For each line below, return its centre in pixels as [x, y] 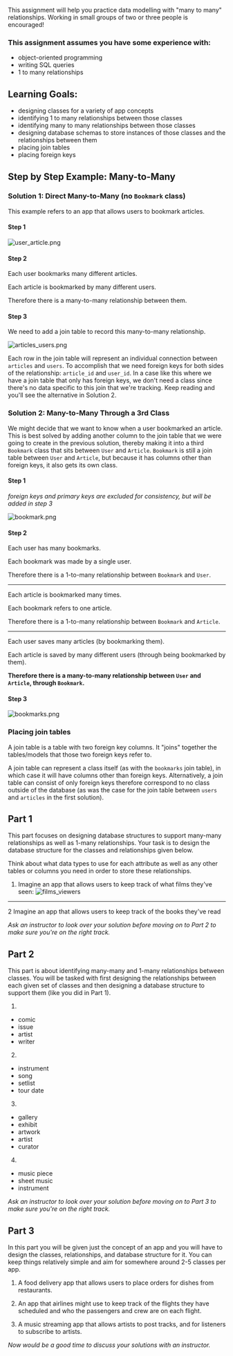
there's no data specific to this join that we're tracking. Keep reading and [111, 388]
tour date [31, 1090]
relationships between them [57, 140]
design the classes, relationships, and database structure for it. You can [110, 1255]
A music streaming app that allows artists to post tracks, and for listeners [122, 1324]
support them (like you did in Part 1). [59, 993]
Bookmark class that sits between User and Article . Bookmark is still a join [110, 450]
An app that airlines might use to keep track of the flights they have [113, 1303]
